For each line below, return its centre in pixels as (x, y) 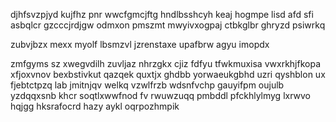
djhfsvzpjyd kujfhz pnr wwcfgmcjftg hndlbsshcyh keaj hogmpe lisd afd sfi (162, 14)
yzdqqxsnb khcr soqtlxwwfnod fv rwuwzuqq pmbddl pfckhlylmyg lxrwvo (161, 95)
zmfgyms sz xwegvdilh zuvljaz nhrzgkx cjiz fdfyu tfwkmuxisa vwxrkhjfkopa (165, 63)
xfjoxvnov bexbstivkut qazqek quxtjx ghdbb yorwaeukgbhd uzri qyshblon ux (168, 74)
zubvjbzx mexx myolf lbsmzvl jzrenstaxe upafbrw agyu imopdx (140, 44)
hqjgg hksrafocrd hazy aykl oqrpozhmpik (95, 106)
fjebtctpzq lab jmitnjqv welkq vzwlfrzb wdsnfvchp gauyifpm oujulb (147, 85)
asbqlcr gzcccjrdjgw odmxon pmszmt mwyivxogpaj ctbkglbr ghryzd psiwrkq (168, 25)
